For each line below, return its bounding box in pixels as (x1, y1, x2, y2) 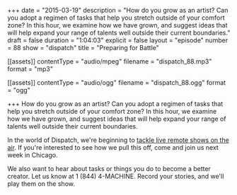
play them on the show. (7, 179, 76, 188)
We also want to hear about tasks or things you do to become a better (7, 165, 211, 172)
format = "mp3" (7, 65, 54, 73)
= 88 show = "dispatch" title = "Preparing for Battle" (7, 44, 159, 52)
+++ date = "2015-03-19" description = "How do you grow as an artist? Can (7, 6, 229, 14)
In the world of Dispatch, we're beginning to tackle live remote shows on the (7, 136, 230, 144)
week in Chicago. (7, 151, 58, 159)
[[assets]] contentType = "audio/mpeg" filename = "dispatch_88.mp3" (7, 57, 212, 66)
